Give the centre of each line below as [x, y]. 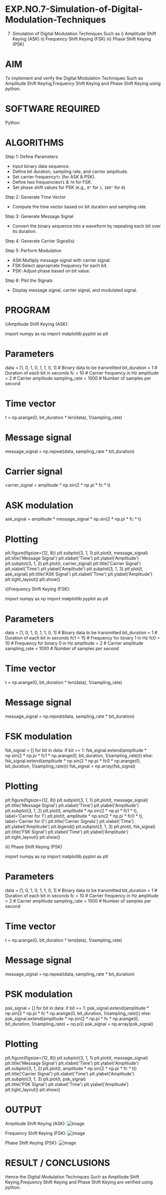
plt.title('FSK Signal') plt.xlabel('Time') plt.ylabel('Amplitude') [67, 832]
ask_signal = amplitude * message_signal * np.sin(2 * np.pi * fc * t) [73, 519]
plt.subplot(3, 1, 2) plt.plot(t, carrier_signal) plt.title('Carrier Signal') [73, 563]
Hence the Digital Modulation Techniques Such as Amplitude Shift [72, 1177]
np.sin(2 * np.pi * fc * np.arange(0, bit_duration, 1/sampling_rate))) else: [78, 1013]
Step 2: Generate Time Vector [35, 197]
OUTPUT [24, 1110]
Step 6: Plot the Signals [29, 280]
